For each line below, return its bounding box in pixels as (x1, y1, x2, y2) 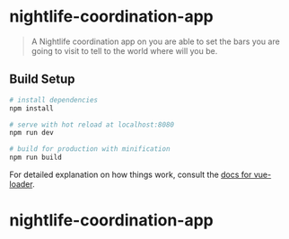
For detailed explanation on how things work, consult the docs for (9, 169, 252, 180)
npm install (9, 103, 54, 113)
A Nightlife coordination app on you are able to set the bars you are (31, 36, 280, 47)
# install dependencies (9, 95, 99, 104)
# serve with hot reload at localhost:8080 (9, 119, 175, 129)
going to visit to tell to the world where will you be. (31, 45, 218, 56)
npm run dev (9, 128, 54, 137)
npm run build (9, 153, 63, 163)
